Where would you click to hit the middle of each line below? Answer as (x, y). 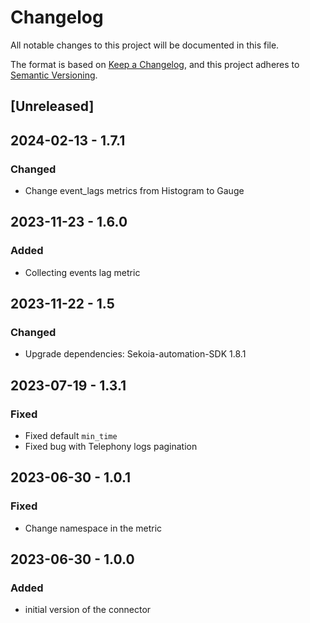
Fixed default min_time (71, 436)
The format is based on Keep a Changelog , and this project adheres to (155, 64)
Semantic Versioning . (54, 75)
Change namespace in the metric (93, 528)
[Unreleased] (52, 106)
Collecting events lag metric (82, 272)
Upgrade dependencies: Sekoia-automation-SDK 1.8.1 (135, 354)
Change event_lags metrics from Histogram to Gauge (134, 191)
